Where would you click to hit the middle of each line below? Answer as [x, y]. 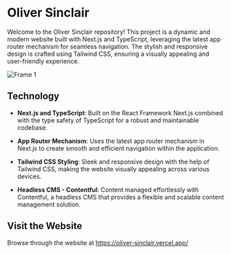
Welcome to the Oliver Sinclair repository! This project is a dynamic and [109, 32]
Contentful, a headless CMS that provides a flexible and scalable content [120, 197]
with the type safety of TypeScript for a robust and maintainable [108, 120]
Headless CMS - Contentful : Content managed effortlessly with [108, 189]
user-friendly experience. [43, 61]
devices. [29, 176]
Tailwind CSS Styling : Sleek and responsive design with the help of [113, 162]
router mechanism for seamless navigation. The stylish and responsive [108, 46]
